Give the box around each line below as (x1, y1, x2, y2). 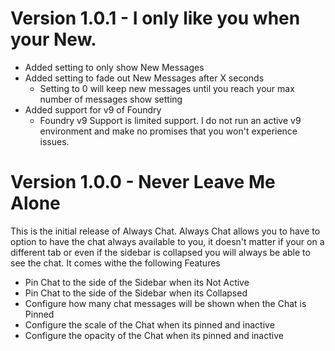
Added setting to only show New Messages (24, 61, 205, 73)
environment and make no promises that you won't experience (39, 125, 298, 137)
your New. (10, 28, 97, 51)
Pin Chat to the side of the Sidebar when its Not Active (24, 276, 250, 288)
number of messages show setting (39, 93, 183, 105)
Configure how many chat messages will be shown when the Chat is (24, 297, 307, 309)
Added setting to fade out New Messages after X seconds (24, 72, 265, 84)
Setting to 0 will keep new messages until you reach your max (39, 82, 295, 94)
